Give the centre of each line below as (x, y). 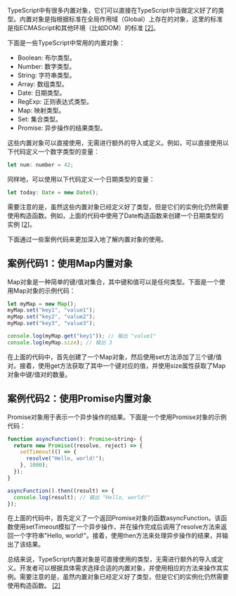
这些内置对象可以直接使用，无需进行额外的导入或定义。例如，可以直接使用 (115, 143)
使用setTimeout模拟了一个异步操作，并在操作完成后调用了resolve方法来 (117, 527)
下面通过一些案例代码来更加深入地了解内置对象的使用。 (87, 239)
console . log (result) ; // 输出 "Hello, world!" (82, 497)
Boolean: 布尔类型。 (46, 58)
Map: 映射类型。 (41, 110)
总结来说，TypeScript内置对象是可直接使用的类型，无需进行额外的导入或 (112, 559)
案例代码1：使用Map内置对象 (70, 264)
